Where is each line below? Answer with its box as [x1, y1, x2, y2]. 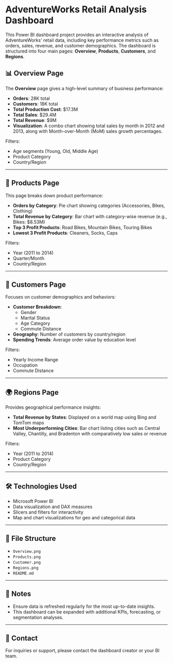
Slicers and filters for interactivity [12, 509, 84, 515]
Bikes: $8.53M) [12, 219, 45, 225]
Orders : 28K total [12, 95, 50, 101]
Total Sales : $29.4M [12, 112, 57, 118]
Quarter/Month [12, 255, 45, 261]
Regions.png [12, 565, 39, 570]
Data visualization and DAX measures [12, 503, 93, 510]
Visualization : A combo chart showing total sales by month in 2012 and [12, 123, 165, 129]
